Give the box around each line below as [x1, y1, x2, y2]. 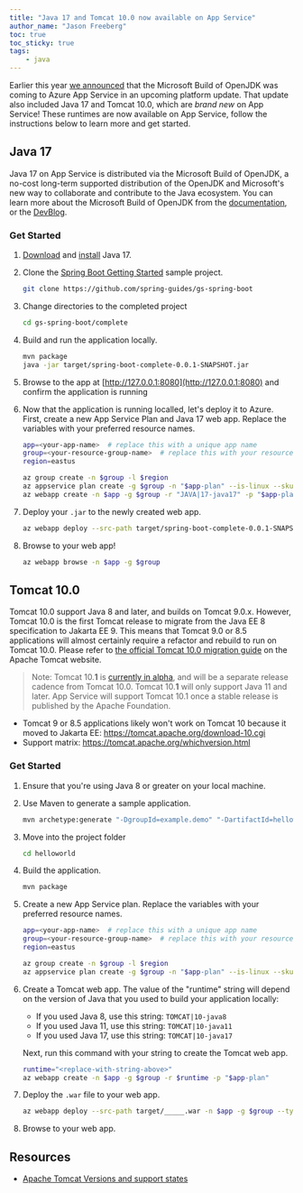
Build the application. [22, 865, 101, 876]
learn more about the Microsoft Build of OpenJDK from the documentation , [9, 197, 288, 207]
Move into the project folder [22, 831, 126, 842]
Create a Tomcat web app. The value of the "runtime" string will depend [22, 984, 290, 995]
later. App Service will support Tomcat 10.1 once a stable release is [31, 691, 279, 702]
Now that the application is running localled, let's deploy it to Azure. [22, 403, 274, 415]
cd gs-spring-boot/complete [22, 317, 128, 327]
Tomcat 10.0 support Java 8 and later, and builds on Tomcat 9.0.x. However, [9, 606, 291, 618]
